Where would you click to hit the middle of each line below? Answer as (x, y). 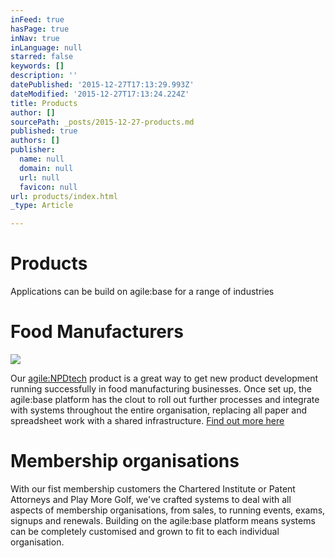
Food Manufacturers (97, 332)
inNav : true (35, 38)
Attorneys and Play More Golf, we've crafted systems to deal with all (151, 499)
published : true (44, 131)
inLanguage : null (46, 47)
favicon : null (48, 187)
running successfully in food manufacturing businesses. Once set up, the (161, 389)
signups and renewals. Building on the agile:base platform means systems (163, 520)
